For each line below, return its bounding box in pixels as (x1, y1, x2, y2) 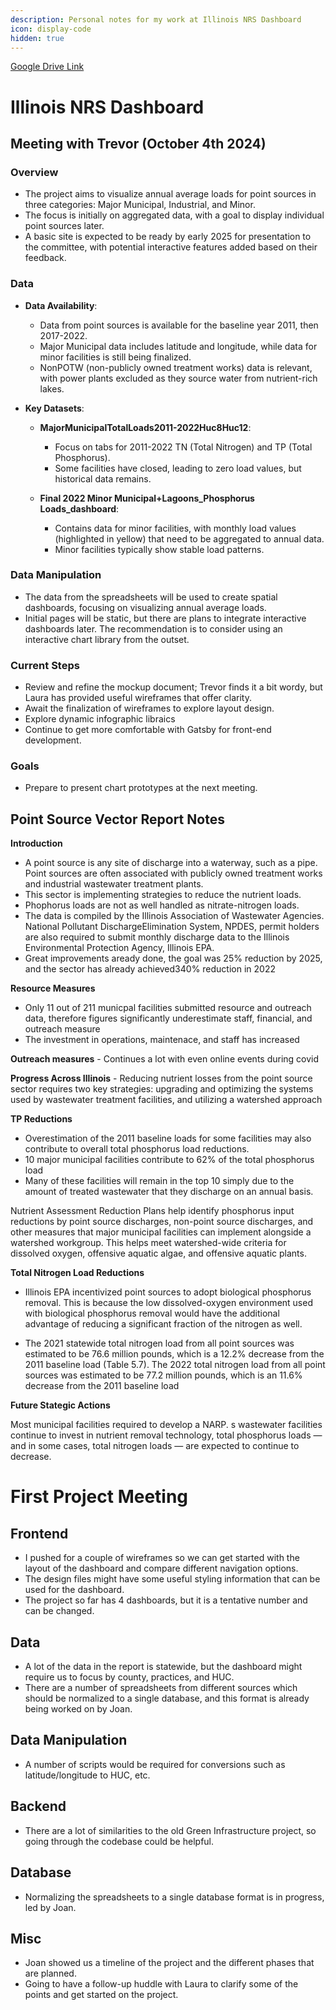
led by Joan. (24, 1901, 77, 1913)
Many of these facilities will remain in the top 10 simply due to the (24, 1175, 295, 1187)
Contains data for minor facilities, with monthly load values (54, 522, 297, 534)
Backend (10, 1798, 67, 1815)
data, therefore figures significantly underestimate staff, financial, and (24, 1012, 313, 1025)
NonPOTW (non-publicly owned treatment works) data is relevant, (39, 361, 313, 373)
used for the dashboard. (24, 1584, 125, 1596)
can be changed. (24, 1605, 95, 1617)
